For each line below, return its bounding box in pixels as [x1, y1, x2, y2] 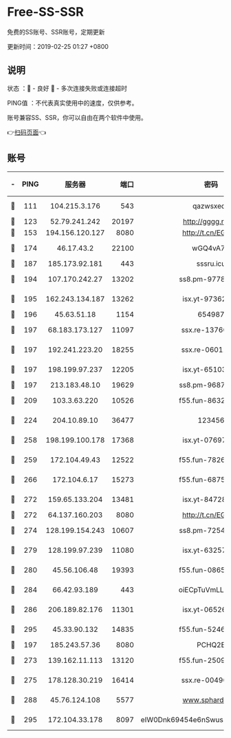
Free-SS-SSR [7, 4, 84, 20]
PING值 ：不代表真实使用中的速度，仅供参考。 [7, 98, 138, 107]
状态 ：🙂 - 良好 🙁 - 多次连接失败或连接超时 [7, 84, 127, 92]
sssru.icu [196, 259, 226, 268]
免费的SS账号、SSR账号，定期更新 [7, 28, 105, 36]
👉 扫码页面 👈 [7, 128, 47, 136]
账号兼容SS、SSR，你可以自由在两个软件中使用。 [7, 113, 147, 121]
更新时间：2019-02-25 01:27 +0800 [7, 42, 109, 50]
